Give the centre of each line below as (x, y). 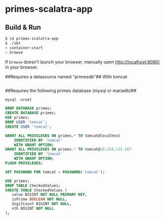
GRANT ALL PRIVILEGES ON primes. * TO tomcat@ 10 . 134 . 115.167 (68, 149)
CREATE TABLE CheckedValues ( (36, 190)
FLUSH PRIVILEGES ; (24, 163)
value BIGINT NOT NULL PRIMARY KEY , (49, 195)
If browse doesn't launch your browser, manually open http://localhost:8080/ (82, 62)
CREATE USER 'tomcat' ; (28, 127)
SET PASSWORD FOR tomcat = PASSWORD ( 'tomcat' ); (55, 172)
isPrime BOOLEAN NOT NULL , (40, 199)
